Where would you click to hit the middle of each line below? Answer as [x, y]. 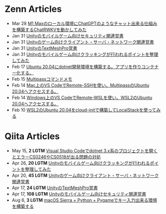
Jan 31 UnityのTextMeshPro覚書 [45, 48]
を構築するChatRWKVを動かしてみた [49, 29]
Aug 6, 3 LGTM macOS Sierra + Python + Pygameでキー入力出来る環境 [84, 200]
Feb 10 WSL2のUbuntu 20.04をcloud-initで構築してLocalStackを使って [84, 110]
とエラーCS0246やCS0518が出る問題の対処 [56, 157]
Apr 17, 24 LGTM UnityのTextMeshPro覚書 [55, 188]
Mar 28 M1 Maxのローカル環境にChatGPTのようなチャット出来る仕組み [84, 23]
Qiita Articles [32, 136]
